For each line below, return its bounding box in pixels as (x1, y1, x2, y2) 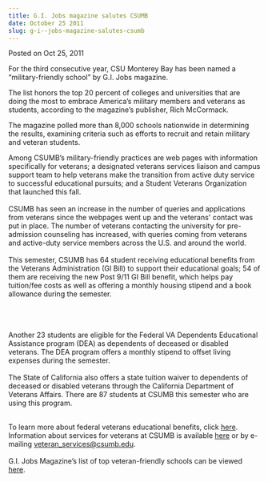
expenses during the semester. (8, 355, 110, 365)
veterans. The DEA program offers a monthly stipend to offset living (8, 347, 231, 357)
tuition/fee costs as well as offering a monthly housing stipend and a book (8, 281, 252, 291)
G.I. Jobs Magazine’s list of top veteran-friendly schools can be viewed (8, 456, 242, 466)
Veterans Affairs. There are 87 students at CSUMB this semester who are (8, 390, 250, 400)
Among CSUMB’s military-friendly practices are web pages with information (8, 153, 258, 163)
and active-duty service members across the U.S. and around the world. (8, 238, 246, 248)
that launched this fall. (8, 187, 82, 197)
